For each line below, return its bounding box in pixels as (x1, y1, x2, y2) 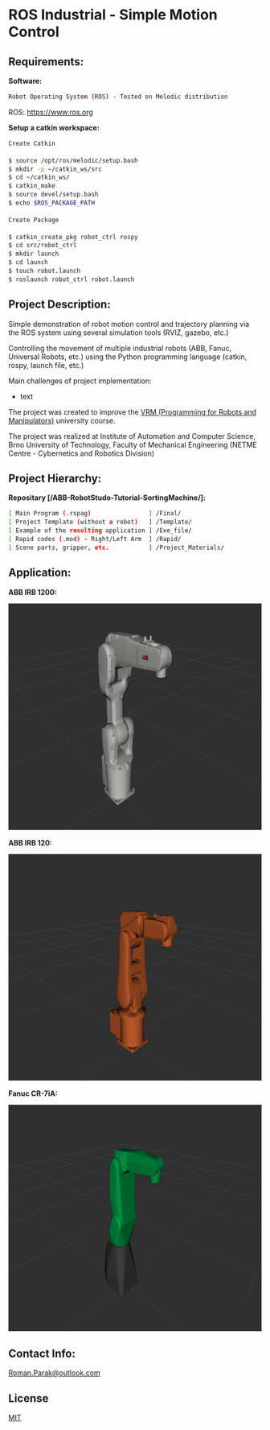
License (8, 1391, 49, 1405)
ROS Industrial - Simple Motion (8, 6, 219, 24)
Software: (8, 76, 43, 85)
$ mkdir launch (8, 250, 59, 258)
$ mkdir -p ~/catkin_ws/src (8, 165, 103, 173)
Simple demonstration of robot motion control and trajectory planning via (8, 319, 250, 329)
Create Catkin (8, 139, 56, 147)
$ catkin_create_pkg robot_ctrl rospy (8, 233, 138, 241)
